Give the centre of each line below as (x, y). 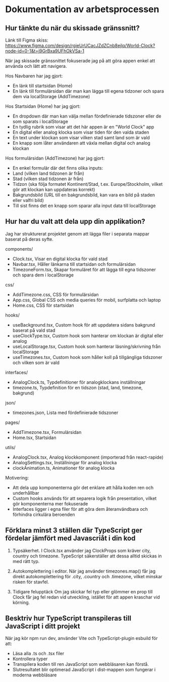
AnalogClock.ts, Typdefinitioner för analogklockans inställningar (79, 382)
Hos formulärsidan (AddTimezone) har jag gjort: (55, 158)
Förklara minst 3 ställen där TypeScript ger (74, 530)
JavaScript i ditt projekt (43, 626)
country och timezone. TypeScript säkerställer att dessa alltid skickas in (87, 556)
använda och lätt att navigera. (36, 66)
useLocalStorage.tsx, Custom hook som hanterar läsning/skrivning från (87, 346)
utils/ (11, 447)
